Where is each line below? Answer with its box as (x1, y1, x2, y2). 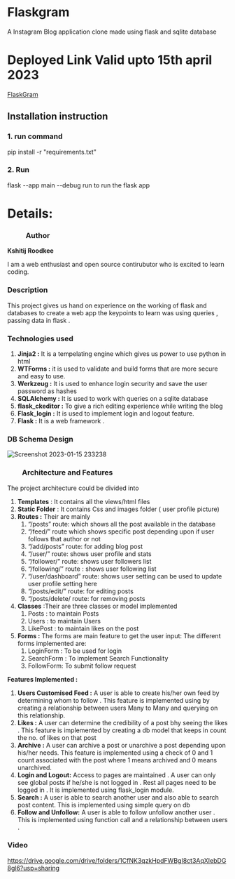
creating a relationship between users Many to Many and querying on (17, 703, 218, 712)
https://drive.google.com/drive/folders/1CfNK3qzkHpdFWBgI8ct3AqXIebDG (7, 856, 227, 864)
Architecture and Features (22, 468, 113, 477)
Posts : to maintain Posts (27, 609, 99, 618)
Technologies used (7, 333, 73, 343)
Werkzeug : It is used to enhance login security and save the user (17, 379, 208, 388)
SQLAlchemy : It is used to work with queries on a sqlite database (17, 394, 208, 402)
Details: (7, 206, 53, 222)
